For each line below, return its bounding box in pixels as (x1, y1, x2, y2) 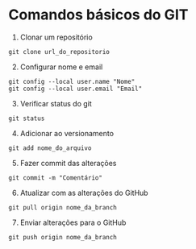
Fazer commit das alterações (19, 158, 117, 168)
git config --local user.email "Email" (8, 85, 143, 93)
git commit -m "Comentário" (8, 173, 103, 182)
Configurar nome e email (19, 62, 103, 72)
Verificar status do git (19, 98, 93, 108)
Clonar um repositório (19, 32, 93, 42)
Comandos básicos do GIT (8, 6, 189, 24)
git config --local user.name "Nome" (8, 77, 136, 85)
